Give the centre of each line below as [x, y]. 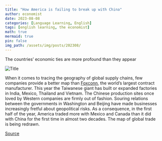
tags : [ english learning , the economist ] [47, 28]
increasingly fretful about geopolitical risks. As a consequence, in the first [78, 109]
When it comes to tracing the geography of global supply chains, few [74, 78]
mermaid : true [19, 37]
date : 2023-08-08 [22, 18]
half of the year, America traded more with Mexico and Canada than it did [78, 113]
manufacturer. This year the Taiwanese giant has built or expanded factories [81, 88]
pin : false [16, 41]
